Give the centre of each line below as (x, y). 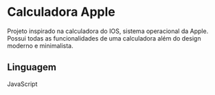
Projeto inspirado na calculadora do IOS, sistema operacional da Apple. (108, 31)
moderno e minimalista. (40, 45)
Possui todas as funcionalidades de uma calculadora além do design (104, 38)
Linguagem (32, 67)
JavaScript (22, 84)
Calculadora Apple (61, 12)
